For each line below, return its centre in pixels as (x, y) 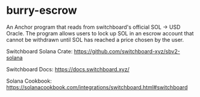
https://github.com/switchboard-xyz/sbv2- (127, 51)
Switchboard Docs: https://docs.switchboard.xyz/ (68, 69)
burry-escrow (42, 10)
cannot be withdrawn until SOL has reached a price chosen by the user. (95, 40)
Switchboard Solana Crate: (39, 51)
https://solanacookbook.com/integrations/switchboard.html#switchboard (97, 87)
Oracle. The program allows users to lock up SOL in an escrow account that (100, 33)
